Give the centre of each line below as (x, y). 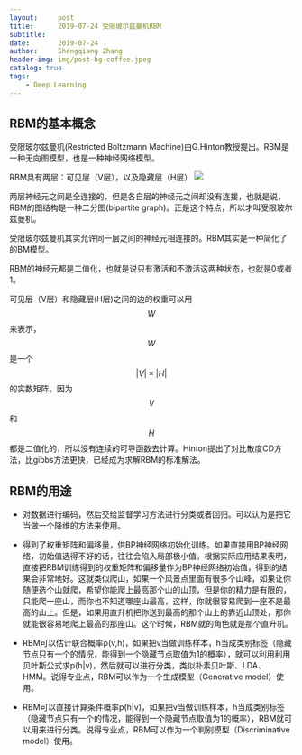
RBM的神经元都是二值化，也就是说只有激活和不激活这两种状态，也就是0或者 (151, 269)
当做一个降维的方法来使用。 (74, 526)
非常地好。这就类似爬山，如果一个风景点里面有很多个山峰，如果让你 (165, 579)
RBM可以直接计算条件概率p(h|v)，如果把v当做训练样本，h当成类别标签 (154, 707)
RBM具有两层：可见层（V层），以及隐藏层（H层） (101, 178)
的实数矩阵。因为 (41, 389)
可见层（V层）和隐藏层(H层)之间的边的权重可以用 (101, 299)
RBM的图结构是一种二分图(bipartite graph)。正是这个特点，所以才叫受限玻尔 (151, 207)
